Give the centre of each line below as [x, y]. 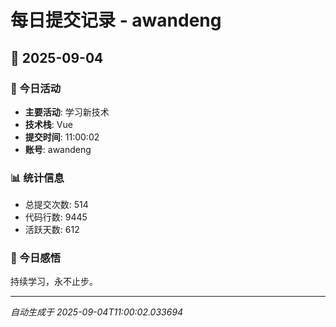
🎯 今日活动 [36, 88]
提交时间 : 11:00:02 [62, 137]
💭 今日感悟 [36, 258]
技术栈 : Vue [48, 124]
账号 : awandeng [58, 149]
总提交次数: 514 [56, 205]
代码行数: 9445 [56, 217]
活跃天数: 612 [52, 230]
